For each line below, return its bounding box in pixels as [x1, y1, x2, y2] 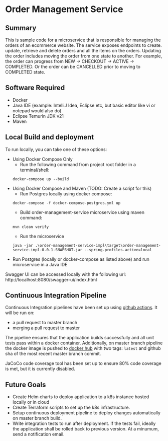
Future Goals [5, 380, 46, 389]
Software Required [5, 84, 65, 92]
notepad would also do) [12, 107, 62, 114]
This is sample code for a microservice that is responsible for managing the [5, 37, 161, 43]
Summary [5, 24, 37, 32]
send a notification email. [12, 431, 65, 437]
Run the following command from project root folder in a [20, 161, 136, 167]
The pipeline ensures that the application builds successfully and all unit [5, 335, 154, 341]
